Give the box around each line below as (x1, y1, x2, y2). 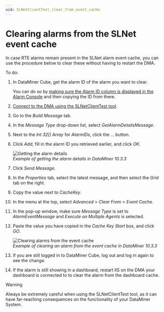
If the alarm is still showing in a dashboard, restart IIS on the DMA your (12, 267, 155, 273)
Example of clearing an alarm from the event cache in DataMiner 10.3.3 (12, 243, 157, 248)
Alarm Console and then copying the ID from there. (12, 93, 116, 99)
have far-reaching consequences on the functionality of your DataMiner (5, 296, 151, 302)
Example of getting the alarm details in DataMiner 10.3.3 (12, 156, 127, 161)
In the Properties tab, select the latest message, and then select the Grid (12, 175, 159, 180)
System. (5, 301, 23, 307)
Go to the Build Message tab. (12, 112, 71, 118)
